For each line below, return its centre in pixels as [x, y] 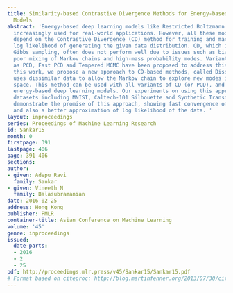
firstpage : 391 [29, 143]
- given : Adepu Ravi [37, 175]
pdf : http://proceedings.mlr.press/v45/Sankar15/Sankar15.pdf [99, 271]
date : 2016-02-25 [32, 201]
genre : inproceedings [38, 233]
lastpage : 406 [28, 149]
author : [18, 168]
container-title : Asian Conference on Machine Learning [89, 220]
